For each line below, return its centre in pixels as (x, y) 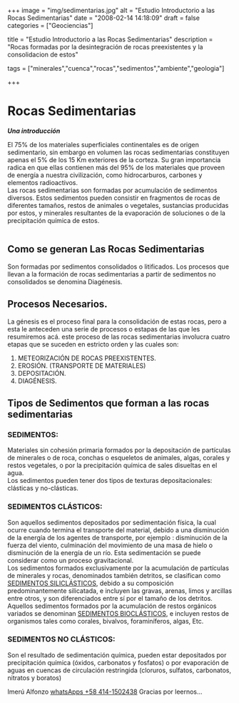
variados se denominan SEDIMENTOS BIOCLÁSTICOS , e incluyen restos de (118, 613)
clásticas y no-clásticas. (43, 488)
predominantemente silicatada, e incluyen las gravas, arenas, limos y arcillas (120, 590)
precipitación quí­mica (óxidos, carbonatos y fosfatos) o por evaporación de (118, 662)
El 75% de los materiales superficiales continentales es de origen (103, 144)
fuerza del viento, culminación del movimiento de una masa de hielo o (110, 545)
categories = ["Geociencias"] (50, 25)
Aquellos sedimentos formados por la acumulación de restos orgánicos (112, 606)
